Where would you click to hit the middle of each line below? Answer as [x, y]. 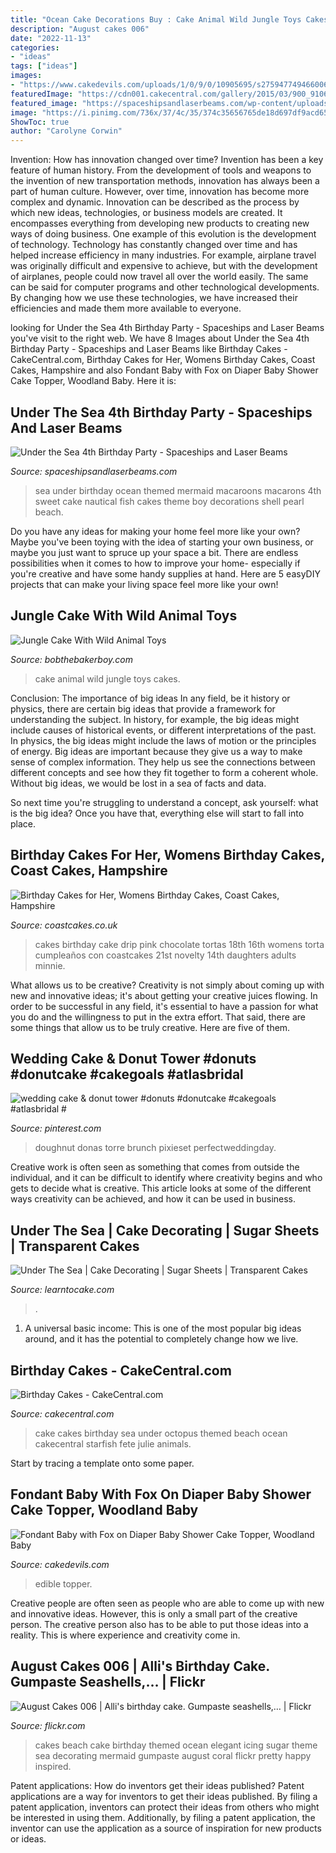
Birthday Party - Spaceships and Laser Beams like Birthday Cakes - [149, 349]
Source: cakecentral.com [62, 1414]
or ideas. [28, 1838]
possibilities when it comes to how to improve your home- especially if [155, 563]
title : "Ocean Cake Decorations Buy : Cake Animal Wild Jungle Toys [156, 19]
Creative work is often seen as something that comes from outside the [155, 1167]
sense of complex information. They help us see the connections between [163, 762]
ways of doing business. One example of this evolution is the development [163, 234]
